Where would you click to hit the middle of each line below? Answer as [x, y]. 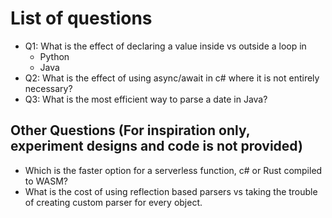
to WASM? [46, 181]
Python [54, 56]
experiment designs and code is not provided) [156, 146]
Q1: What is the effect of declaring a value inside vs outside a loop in [165, 46]
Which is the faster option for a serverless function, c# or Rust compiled [173, 170]
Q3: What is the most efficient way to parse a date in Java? [146, 99]
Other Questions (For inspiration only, [130, 130]
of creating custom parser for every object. [113, 202]
